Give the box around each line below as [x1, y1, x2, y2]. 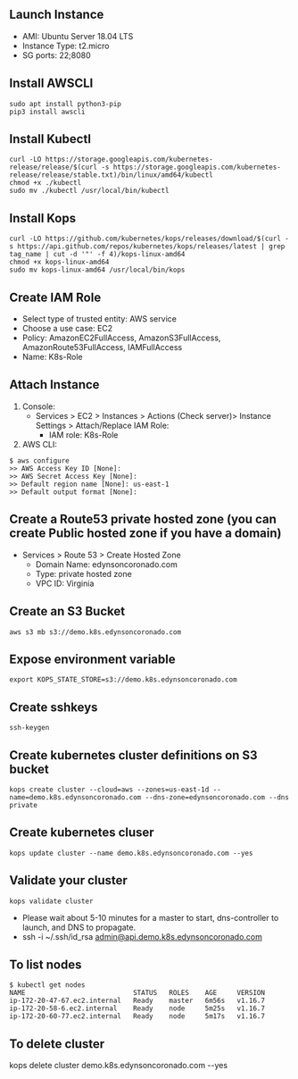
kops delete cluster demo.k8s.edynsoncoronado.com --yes [9, 1060, 228, 1071]
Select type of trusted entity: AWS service [21, 314, 177, 324]
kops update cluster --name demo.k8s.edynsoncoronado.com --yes [9, 849, 253, 857]
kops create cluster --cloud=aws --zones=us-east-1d [9, 785, 210, 794]
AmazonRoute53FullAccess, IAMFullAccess [21, 342, 183, 353]
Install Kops [9, 210, 77, 226]
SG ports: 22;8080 [21, 49, 91, 61]
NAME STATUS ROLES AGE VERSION [9, 989, 266, 998]
